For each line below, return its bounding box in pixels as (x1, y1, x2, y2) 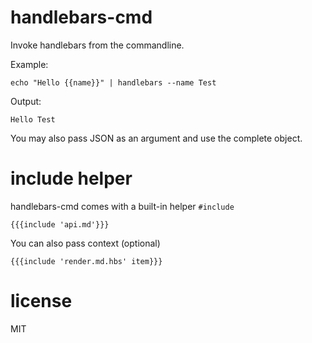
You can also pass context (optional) (10, 237, 161, 249)
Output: (10, 95, 42, 107)
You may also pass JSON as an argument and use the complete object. (10, 132, 303, 144)
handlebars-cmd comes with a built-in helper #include (10, 200, 235, 212)
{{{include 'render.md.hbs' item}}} (10, 256, 163, 266)
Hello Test (10, 114, 56, 125)
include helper (10, 167, 133, 190)
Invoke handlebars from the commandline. (10, 39, 185, 51)
